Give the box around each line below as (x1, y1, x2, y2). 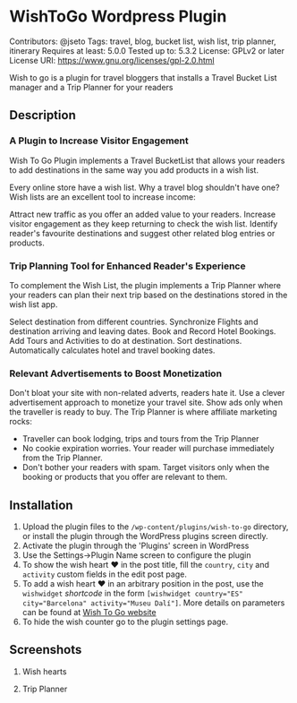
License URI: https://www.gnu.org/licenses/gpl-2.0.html (9, 55, 215, 65)
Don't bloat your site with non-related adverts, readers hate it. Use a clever (9, 388, 285, 399)
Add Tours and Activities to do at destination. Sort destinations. (9, 335, 242, 346)
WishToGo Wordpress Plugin (9, 6, 227, 27)
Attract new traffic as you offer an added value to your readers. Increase (9, 209, 276, 219)
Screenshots (9, 642, 82, 657)
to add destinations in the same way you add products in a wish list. (9, 164, 259, 176)
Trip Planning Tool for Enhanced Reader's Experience (9, 260, 246, 272)
